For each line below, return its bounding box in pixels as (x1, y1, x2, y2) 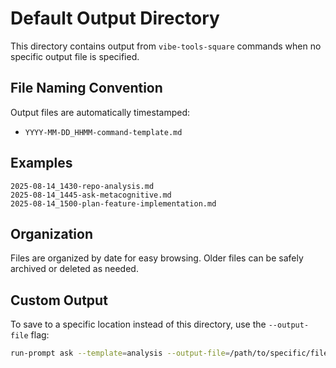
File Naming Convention (10, 80, 163, 97)
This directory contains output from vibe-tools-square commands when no (10, 40, 322, 52)
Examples (10, 155, 73, 172)
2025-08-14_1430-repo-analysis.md (10, 181, 155, 191)
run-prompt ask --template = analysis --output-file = (10, 348, 230, 359)
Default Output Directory (10, 7, 220, 30)
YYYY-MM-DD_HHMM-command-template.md (24, 127, 183, 137)
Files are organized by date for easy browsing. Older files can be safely (10, 252, 304, 264)
